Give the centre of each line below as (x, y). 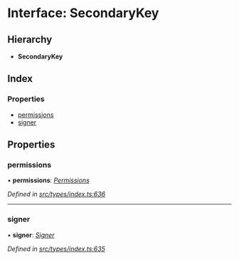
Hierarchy (30, 40)
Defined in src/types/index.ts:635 (56, 249)
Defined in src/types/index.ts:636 (57, 194)
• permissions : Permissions (49, 180)
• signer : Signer (31, 235)
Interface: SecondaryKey (83, 13)
